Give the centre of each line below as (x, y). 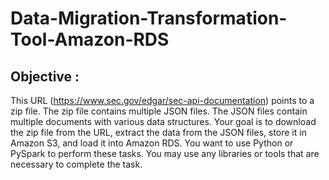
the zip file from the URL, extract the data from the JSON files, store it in (158, 132)
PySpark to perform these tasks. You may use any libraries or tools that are (165, 153)
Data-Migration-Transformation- (149, 18)
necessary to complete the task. (76, 164)
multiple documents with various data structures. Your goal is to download (163, 121)
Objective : (45, 76)
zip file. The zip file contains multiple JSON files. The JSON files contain (159, 111)
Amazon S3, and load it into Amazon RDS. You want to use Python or (152, 143)
